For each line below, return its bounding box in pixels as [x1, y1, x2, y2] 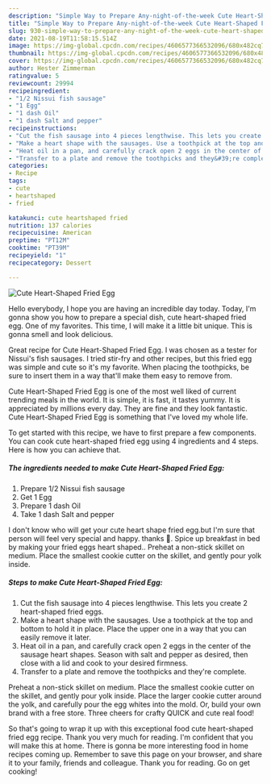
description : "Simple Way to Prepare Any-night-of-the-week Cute [8, 11, 232, 20]
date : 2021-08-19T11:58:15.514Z [8, 34, 117, 43]
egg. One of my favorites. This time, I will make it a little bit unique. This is [8, 320, 252, 331]
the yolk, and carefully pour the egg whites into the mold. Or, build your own [8, 699, 261, 709]
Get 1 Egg [19, 492, 52, 502]
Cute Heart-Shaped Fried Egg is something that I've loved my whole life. [8, 412, 248, 422]
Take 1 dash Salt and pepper [19, 509, 115, 519]
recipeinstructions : [8, 124, 78, 132]
